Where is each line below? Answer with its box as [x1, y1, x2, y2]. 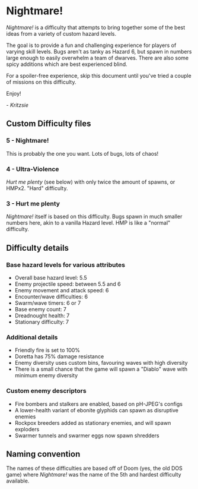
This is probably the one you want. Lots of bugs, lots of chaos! [6, 150, 159, 157]
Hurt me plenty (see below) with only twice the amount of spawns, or [6, 178, 175, 185]
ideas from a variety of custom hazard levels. [6, 30, 117, 37]
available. [6, 477, 30, 485]
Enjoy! [6, 90, 22, 97]
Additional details [6, 333, 58, 341]
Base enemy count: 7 [14, 305, 67, 313]
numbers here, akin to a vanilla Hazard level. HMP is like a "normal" [6, 219, 171, 226]
